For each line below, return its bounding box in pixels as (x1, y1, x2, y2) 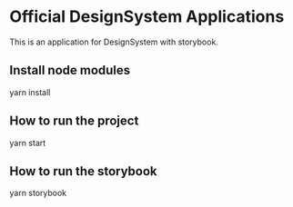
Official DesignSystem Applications (9, 6, 285, 27)
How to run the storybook (9, 163, 157, 179)
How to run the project (9, 113, 139, 129)
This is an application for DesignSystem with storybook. (9, 36, 218, 47)
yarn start (9, 137, 46, 148)
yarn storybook (9, 188, 67, 199)
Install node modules (9, 63, 131, 78)
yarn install (9, 86, 51, 97)
